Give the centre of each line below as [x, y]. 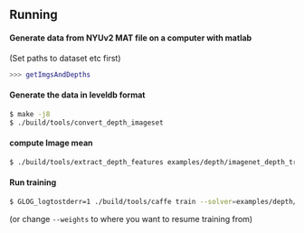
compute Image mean [51, 143]
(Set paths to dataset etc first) [65, 58]
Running [34, 15]
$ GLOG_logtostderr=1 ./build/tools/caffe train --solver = [123, 201]
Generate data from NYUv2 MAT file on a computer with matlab [131, 37]
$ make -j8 [30, 114]
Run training [33, 182]
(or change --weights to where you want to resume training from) [131, 219]
